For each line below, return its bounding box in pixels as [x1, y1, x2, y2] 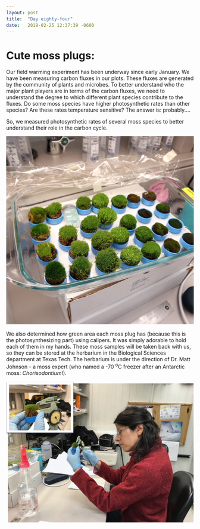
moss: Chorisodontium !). [6, 369, 67, 376]
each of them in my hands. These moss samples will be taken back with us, [6, 343, 192, 350]
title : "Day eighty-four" [6, 16, 73, 22]
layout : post [6, 10, 39, 16]
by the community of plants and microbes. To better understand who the [6, 81, 185, 88]
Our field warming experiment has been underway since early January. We [6, 69, 190, 76]
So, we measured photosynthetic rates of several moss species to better [6, 118, 185, 125]
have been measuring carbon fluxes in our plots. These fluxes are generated [6, 75, 194, 82]
